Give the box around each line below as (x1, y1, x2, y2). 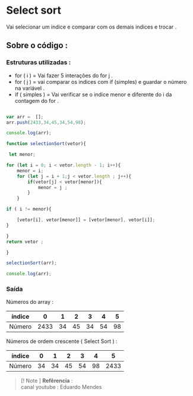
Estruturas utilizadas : (6, 58, 71, 67)
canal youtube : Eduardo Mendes (20, 384, 102, 391)
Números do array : (6, 298, 54, 306)
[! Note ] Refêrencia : (20, 377, 73, 384)
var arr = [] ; (6, 114, 44, 120)
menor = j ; (37, 184, 68, 190)
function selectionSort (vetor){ (6, 141, 86, 147)
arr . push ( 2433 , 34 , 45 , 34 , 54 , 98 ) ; (6, 120, 86, 125)
